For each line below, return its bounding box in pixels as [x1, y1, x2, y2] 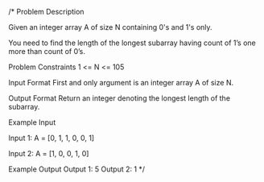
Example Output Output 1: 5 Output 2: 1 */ [8, 164, 146, 174]
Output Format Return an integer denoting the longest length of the [8, 93, 231, 103]
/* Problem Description [8, 7, 85, 16]
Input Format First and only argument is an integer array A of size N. [8, 78, 234, 87]
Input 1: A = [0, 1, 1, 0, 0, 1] [8, 133, 95, 143]
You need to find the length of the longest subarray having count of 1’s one [8, 38, 256, 48]
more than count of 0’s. [8, 47, 86, 56]
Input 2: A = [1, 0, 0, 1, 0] [8, 149, 89, 158]
